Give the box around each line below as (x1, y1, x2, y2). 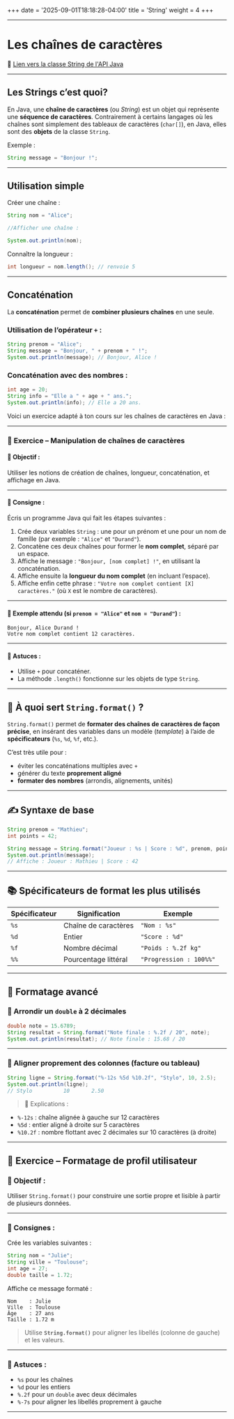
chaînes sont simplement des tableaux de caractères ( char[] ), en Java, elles (7, 120, 227, 128)
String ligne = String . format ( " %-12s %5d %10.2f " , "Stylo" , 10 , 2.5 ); (7, 1074, 217, 1081)
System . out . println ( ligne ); (7, 1080, 89, 1088)
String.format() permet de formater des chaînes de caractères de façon (7, 720, 220, 728)
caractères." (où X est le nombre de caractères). (17, 586, 158, 595)
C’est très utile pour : (7, 749, 68, 757)
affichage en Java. (7, 475, 61, 484)
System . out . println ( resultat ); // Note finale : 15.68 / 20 (7, 1035, 186, 1043)
